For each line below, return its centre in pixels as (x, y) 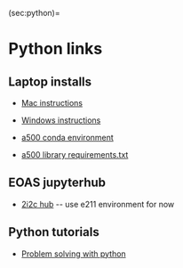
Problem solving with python (73, 254)
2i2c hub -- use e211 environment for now (98, 204)
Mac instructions (52, 103)
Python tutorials (54, 232)
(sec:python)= (34, 13)
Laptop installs (50, 81)
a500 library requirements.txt (75, 154)
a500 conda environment (68, 138)
